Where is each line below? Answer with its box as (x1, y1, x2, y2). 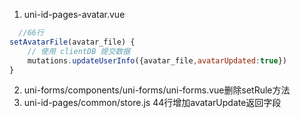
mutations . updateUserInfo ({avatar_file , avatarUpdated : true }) (27, 55, 287, 66)
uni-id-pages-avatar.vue (23, 9, 126, 20)
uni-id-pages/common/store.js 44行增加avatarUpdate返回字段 (23, 97, 282, 109)
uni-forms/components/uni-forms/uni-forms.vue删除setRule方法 (23, 84, 291, 96)
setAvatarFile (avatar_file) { (9, 37, 136, 47)
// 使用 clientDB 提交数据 (27, 46, 131, 56)
